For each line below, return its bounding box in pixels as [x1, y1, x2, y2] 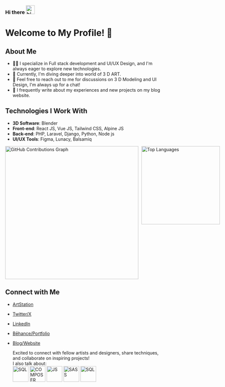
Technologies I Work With [5, 107, 88, 115]
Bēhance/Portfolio [12, 330, 50, 336]
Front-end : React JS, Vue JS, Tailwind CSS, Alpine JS [12, 125, 124, 131]
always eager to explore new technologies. [12, 66, 101, 72]
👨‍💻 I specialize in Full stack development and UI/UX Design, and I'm [12, 60, 153, 66]
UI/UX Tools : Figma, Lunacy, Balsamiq [12, 136, 92, 142]
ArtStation [12, 301, 34, 307]
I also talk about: [12, 360, 47, 366]
